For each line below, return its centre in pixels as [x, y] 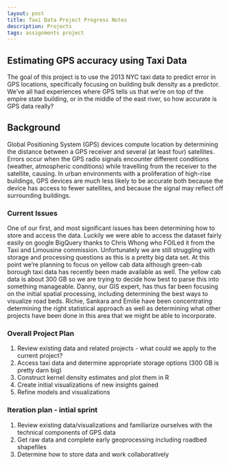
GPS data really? [31, 106]
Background [34, 128]
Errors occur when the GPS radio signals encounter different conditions [108, 159]
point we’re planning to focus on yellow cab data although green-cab [105, 264]
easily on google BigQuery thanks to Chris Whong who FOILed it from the [111, 243]
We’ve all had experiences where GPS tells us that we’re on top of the [105, 92]
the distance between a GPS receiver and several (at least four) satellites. [111, 151]
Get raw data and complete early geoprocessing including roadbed [112, 440]
